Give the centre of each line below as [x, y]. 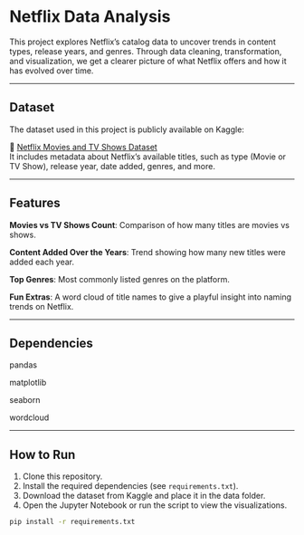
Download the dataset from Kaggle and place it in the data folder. [144, 496]
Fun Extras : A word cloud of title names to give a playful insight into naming [151, 297]
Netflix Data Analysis [90, 17]
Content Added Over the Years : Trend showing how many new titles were [148, 252]
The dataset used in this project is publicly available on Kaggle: [127, 129]
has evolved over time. [52, 71]
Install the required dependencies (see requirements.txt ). [130, 486]
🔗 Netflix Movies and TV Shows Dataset [84, 147]
